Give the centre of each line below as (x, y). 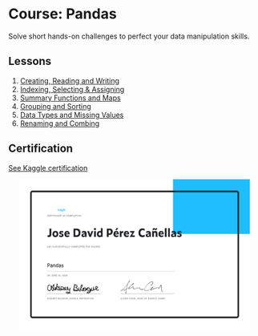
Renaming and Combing (60, 123)
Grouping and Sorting (56, 106)
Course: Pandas (63, 14)
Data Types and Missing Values (72, 115)
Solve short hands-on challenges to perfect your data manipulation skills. (129, 36)
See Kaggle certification (48, 168)
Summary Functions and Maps (71, 98)
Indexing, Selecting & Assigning (72, 89)
